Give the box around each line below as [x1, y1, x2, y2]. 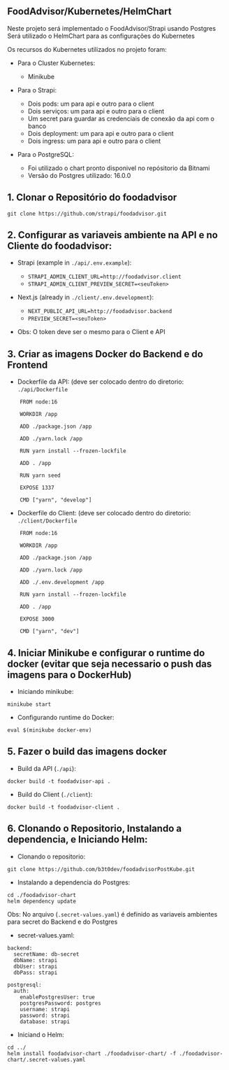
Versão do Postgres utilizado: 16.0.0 [27, 171, 131, 179]
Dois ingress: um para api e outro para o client [27, 137, 161, 145]
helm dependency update [7, 898, 77, 905]
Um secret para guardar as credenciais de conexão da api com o [27, 114, 215, 123]
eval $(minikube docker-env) [7, 727, 92, 734]
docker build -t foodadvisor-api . [7, 777, 111, 785]
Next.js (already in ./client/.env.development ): [17, 293, 154, 302]
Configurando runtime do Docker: [17, 714, 114, 722]
